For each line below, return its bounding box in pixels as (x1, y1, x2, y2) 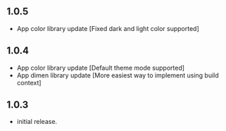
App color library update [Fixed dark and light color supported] (16, 24, 200, 32)
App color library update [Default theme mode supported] (16, 63, 184, 72)
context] (16, 78, 42, 87)
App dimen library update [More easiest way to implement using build (16, 70, 219, 80)
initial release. (16, 118, 58, 126)
